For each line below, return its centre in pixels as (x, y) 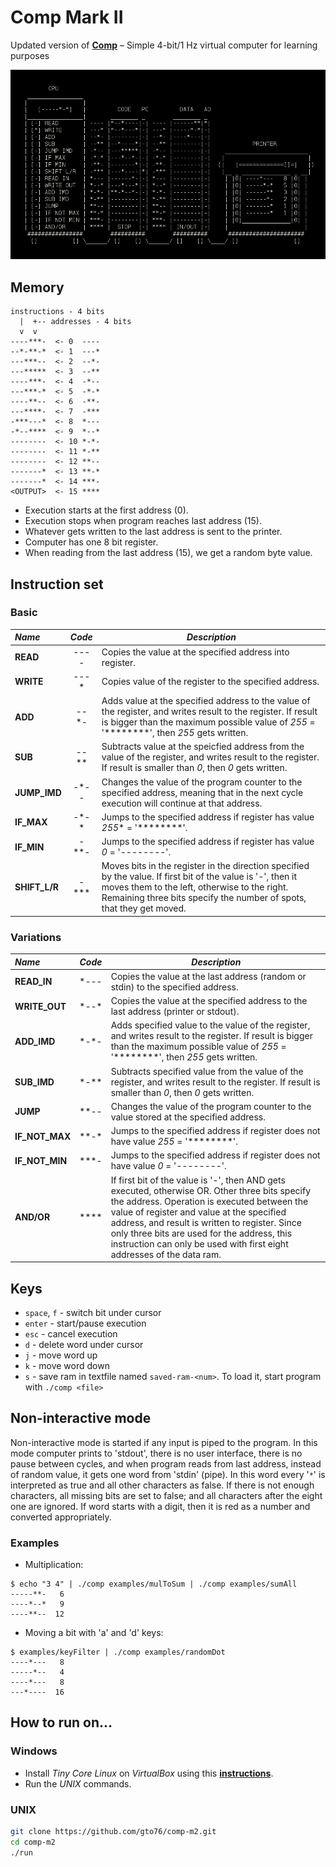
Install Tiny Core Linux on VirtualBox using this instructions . (149, 1773)
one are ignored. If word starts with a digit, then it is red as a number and (160, 1506)
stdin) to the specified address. (174, 987)
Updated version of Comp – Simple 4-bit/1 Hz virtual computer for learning (164, 45)
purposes (30, 55)
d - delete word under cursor (84, 1344)
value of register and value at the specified (198, 1212)
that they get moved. (144, 908)
